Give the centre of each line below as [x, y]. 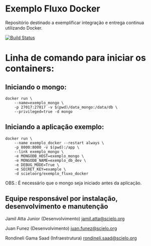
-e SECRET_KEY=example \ [40, 169]
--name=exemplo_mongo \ [39, 103]
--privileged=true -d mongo [43, 111]
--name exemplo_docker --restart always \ [59, 143]
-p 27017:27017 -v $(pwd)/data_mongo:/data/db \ [66, 107]
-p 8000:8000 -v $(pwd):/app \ [47, 147]
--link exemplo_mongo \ [39, 152]
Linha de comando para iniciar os [76, 58]
